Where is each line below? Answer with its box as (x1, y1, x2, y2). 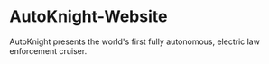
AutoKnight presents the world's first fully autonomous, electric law (9, 36, 260, 47)
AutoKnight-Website (9, 6, 168, 27)
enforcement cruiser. (9, 45, 88, 56)
